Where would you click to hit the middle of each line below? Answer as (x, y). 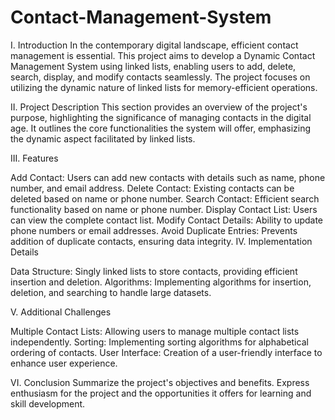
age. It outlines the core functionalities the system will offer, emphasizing (161, 128)
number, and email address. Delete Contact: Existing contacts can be (152, 188)
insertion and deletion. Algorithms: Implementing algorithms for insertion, (161, 282)
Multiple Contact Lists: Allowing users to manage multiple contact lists (155, 331)
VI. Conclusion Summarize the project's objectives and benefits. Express (160, 382)
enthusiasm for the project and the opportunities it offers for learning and (161, 393)
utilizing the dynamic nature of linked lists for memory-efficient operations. (164, 87)
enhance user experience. (64, 363)
